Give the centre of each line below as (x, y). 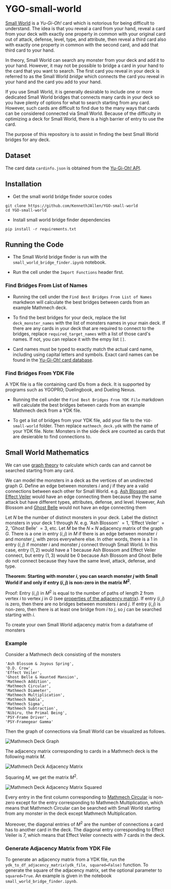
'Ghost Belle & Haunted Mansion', (42, 677)
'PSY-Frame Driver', (27, 718)
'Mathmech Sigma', (25, 704)
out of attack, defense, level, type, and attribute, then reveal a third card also (86, 39)
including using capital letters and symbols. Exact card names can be (86, 354)
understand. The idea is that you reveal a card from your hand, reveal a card (85, 28)
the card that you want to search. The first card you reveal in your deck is (82, 71)
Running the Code (34, 244)
